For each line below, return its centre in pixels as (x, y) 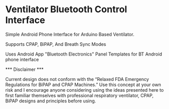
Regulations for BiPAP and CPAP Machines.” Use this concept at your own (83, 85)
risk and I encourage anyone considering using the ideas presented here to (84, 90)
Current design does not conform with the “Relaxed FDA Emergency (77, 79)
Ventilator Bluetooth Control (66, 9)
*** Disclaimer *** (25, 69)
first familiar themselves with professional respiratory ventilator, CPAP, (79, 95)
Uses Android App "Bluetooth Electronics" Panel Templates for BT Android (84, 54)
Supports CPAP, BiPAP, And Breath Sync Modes (56, 44)
